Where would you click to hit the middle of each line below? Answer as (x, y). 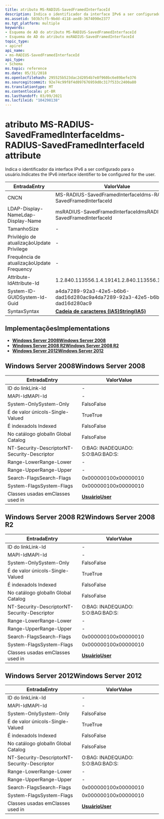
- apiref (14, 46)
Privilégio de (22, 237)
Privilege (18, 249)
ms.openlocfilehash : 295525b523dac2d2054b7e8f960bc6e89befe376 (71, 78)
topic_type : (17, 42)
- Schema (14, 64)
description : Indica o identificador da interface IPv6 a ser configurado (83, 14)
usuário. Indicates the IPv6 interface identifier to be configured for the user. (80, 174)
